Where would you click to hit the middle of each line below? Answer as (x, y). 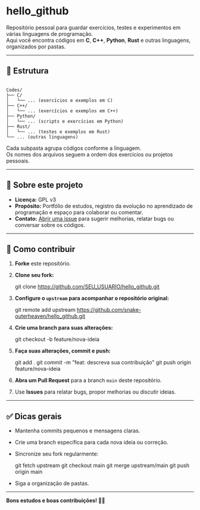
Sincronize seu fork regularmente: (57, 454)
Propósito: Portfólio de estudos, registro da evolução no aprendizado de (104, 206)
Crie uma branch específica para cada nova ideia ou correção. (91, 443)
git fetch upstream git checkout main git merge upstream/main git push (102, 466)
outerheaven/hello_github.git (50, 316)
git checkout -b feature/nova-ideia (57, 339)
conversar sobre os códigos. (50, 225)
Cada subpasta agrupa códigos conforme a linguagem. (74, 148)
